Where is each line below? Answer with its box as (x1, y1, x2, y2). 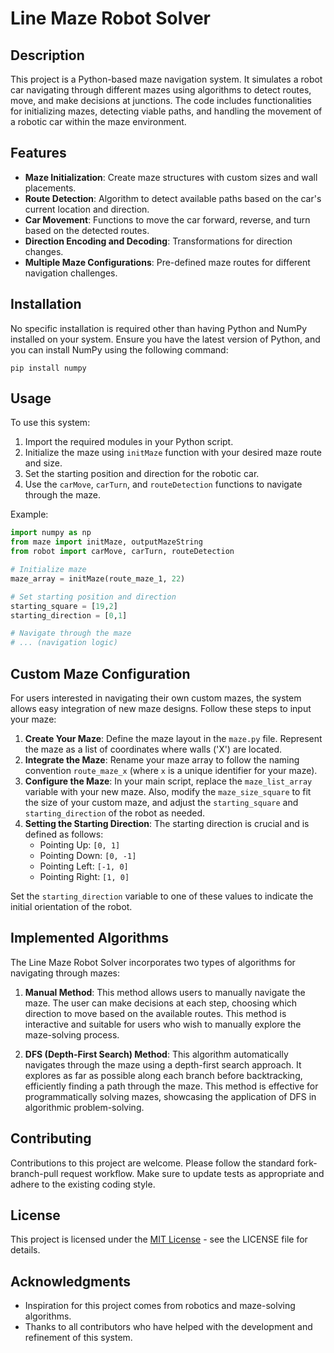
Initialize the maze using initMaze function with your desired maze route (24, 447, 322, 459)
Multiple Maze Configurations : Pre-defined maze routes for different (24, 256, 311, 268)
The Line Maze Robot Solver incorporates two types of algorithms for (10, 956, 296, 968)
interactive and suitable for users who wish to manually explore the (24, 1018, 302, 1030)
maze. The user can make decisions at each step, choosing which (24, 997, 298, 1009)
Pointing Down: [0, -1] (39, 850, 137, 861)
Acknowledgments (10, 1273, 132, 1290)
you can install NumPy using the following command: (10, 343, 229, 356)
